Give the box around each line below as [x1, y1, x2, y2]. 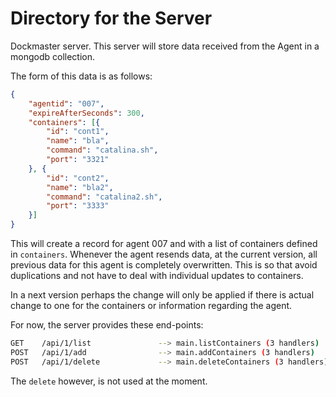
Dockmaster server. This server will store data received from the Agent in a [10, 40, 320, 52]
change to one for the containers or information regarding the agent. [10, 300, 293, 312]
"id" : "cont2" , [46, 173, 110, 183]
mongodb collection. [10, 50, 95, 62]
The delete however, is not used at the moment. [10, 375, 208, 387]
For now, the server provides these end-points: [10, 319, 204, 331]
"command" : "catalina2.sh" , [46, 192, 163, 202]
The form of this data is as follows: [10, 70, 153, 82]
